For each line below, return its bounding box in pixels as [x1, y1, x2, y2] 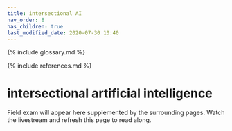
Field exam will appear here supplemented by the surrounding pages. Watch [7, 108, 225, 117]
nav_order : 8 [7, 17, 45, 23]
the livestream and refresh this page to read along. [7, 116, 152, 124]
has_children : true [7, 23, 64, 30]
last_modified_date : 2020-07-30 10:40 [7, 29, 119, 37]
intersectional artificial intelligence [7, 85, 213, 101]
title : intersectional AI [7, 10, 82, 17]
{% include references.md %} [7, 61, 92, 70]
